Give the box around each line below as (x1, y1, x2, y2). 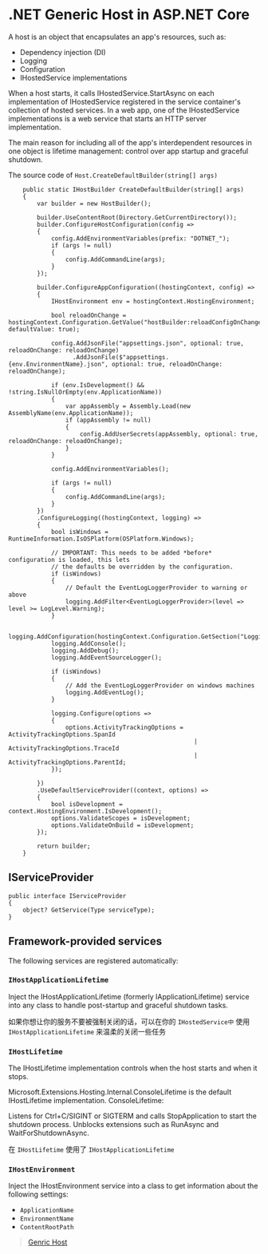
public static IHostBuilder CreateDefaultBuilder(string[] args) (22, 185, 245, 193)
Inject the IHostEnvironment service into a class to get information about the (8, 1181, 258, 1191)
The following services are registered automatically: (8, 955, 179, 965)
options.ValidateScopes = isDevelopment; (50, 814, 191, 822)
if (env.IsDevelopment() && (50, 381, 145, 389)
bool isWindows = (50, 528, 109, 536)
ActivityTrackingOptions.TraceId (8, 744, 120, 752)
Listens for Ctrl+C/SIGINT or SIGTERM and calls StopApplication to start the (8, 1111, 257, 1121)
